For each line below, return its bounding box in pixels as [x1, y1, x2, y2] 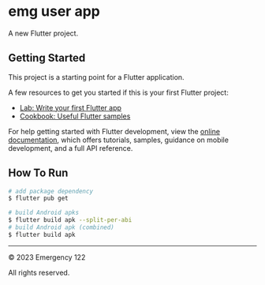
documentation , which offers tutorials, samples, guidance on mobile [8, 135, 229, 144]
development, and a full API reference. [8, 143, 133, 152]
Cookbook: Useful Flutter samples [19, 111, 131, 121]
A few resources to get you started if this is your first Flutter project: [8, 88, 229, 97]
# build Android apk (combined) [8, 223, 114, 231]
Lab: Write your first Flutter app [19, 103, 122, 112]
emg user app [8, 2, 100, 21]
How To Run [8, 167, 69, 180]
